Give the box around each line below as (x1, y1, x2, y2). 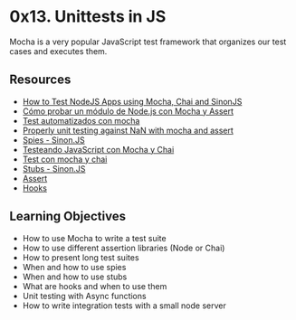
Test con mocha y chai (22, 154, 108, 165)
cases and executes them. (9, 45, 108, 56)
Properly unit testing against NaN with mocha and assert (22, 125, 234, 136)
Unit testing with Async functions (22, 290, 147, 301)
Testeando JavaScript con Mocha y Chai (22, 144, 175, 155)
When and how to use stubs (22, 271, 128, 282)
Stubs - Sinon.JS (22, 163, 86, 174)
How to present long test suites (22, 251, 139, 263)
